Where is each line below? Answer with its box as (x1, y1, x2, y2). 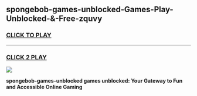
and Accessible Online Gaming (6, 83, 83, 90)
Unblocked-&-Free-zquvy (6, 14, 103, 24)
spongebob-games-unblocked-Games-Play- (6, 5, 174, 15)
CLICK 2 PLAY (6, 53, 47, 61)
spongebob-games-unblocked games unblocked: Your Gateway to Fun (6, 77, 183, 84)
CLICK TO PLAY (6, 31, 52, 40)
